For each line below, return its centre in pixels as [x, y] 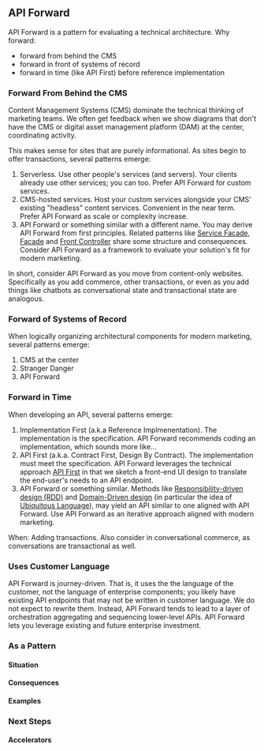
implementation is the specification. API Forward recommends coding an [138, 438]
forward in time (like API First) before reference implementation [122, 72]
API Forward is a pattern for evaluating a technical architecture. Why [119, 32]
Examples [25, 700]
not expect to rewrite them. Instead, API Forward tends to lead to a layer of [129, 608]
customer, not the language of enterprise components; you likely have [122, 592]
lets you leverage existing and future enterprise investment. [105, 625]
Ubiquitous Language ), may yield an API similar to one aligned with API [134, 505]
